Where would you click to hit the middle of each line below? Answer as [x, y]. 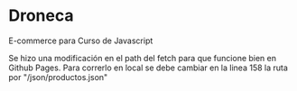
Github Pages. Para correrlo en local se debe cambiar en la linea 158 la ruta [148, 68]
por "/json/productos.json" [58, 77]
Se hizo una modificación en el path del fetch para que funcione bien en [143, 58]
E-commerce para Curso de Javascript [81, 41]
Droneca [41, 16]
